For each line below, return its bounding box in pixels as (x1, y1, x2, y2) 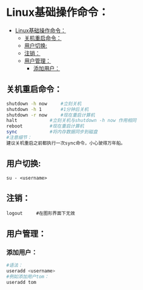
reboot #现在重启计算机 (6, 123, 84, 129)
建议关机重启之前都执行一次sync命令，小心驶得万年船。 (6, 140, 126, 146)
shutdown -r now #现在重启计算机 (6, 112, 95, 118)
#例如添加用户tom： (6, 274, 49, 280)
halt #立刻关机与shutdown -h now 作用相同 (6, 118, 137, 124)
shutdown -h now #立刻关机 (6, 101, 82, 107)
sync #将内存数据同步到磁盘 (6, 129, 98, 135)
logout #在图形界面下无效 (6, 211, 76, 217)
